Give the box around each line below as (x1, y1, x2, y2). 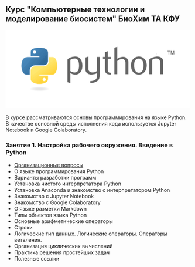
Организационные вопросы (13, 161, 84, 169)
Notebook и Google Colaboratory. (5, 126, 87, 133)
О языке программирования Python (13, 168, 104, 175)
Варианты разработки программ (13, 174, 97, 181)
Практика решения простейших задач (13, 249, 110, 256)
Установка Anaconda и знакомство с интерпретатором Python (13, 187, 170, 194)
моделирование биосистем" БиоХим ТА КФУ (5, 14, 180, 24)
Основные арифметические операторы (13, 218, 114, 225)
